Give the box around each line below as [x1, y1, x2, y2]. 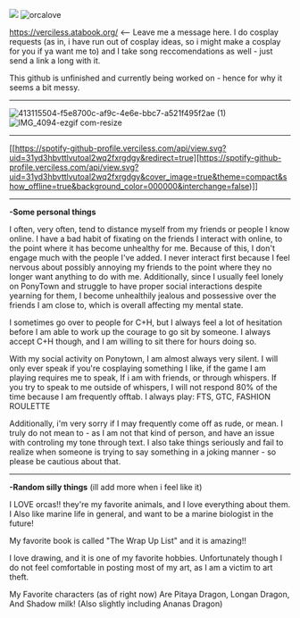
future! [9, 518, 34, 529]
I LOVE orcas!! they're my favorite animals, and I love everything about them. [9, 499, 291, 509]
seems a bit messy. [9, 82, 80, 93]
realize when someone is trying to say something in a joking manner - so [9, 447, 277, 457]
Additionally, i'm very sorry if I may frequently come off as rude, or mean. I [9, 418, 283, 429]
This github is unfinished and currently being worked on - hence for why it [9, 72, 283, 83]
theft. [9, 572, 29, 582]
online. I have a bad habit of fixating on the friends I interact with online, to [9, 233, 283, 244]
